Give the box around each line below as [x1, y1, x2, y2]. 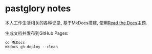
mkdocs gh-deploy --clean [5, 44, 58, 49]
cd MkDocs [5, 40, 25, 45]
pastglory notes [5, 3, 71, 14]
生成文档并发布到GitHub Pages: [5, 30, 68, 36]
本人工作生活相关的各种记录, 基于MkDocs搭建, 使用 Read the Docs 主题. [5, 20, 148, 26]
